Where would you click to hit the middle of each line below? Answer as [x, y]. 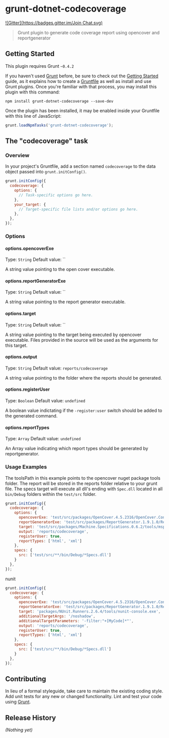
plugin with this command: [33, 92]
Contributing [26, 679]
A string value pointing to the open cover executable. [60, 269]
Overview [17, 155]
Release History [31, 718]
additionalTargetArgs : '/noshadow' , [57, 616]
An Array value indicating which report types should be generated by [77, 448]
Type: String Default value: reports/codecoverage [57, 368]
